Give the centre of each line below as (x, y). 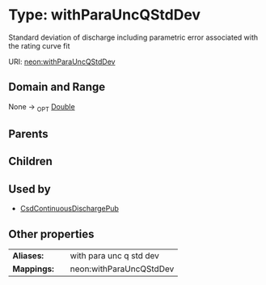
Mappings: (34, 269)
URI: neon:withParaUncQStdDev (62, 62)
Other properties (51, 234)
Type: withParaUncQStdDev (104, 15)
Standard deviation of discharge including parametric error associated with (133, 37)
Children (30, 162)
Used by (30, 189)
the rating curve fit (39, 45)
